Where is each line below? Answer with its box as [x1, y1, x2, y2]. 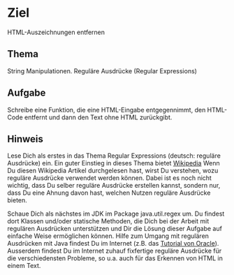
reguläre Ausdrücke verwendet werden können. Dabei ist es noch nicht [7, 174, 212, 182]
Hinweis [7, 133, 43, 144]
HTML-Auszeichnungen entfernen [7, 28, 105, 36]
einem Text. [7, 262, 41, 270]
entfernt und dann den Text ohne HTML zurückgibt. [24, 113, 173, 121]
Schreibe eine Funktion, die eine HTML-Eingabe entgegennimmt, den [7, 105, 206, 114]
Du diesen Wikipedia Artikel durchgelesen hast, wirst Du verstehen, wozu [7, 166, 219, 175]
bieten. [7, 196, 28, 205]
